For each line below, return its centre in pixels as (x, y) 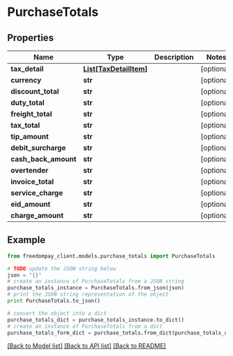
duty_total (28, 103)
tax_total (25, 125)
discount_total (35, 91)
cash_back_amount (44, 159)
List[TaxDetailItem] (115, 69)
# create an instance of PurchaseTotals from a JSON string (96, 282)
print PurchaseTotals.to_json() (54, 301)
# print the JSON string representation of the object (88, 295)
